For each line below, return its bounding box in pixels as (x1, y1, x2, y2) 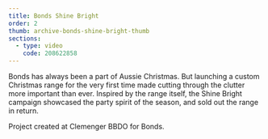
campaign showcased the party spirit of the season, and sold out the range (8, 98, 259, 107)
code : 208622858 (23, 49, 78, 57)
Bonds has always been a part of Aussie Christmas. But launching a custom (8, 72, 260, 81)
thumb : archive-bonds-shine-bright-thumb (8, 27, 150, 35)
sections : (8, 34, 42, 43)
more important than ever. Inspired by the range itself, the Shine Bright (8, 89, 242, 98)
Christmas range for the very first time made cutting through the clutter (8, 80, 245, 90)
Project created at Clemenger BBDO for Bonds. (8, 122, 165, 131)
